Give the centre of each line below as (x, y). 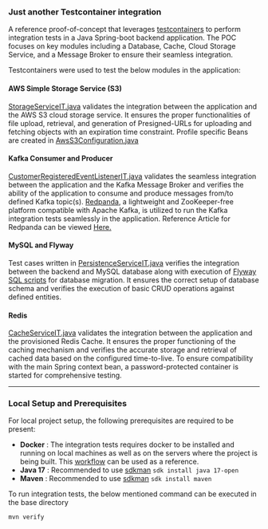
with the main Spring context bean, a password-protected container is (124, 367)
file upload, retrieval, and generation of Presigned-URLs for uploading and (130, 123)
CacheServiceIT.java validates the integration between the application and (130, 333)
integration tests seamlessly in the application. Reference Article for (120, 219)
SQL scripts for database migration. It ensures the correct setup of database (134, 280)
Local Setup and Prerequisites (68, 404)
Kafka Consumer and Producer (61, 159)
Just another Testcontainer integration (85, 12)
